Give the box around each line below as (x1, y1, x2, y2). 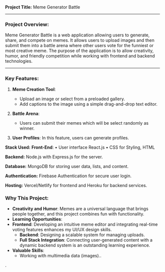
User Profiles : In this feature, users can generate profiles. (12, 135, 129, 140)
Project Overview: (5, 21, 49, 27)
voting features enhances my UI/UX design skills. (12, 226, 112, 232)
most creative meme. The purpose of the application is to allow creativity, (5, 48, 154, 54)
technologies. (5, 58, 33, 64)
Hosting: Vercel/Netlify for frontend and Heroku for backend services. (5, 182, 147, 188)
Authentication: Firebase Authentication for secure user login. (5, 173, 132, 179)
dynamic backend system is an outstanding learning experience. (19, 242, 151, 248)
